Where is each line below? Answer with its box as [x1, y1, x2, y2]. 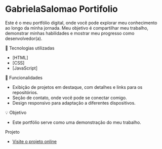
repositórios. [12, 89, 39, 95]
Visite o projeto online [12, 138, 57, 144]
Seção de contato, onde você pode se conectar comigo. [12, 95, 127, 101]
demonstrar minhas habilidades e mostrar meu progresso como [5, 30, 135, 36]
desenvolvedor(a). [5, 36, 42, 41]
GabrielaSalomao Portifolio [5, 3, 118, 15]
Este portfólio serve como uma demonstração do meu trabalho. [12, 119, 142, 125]
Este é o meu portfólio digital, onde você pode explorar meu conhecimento [5, 20, 158, 26]
